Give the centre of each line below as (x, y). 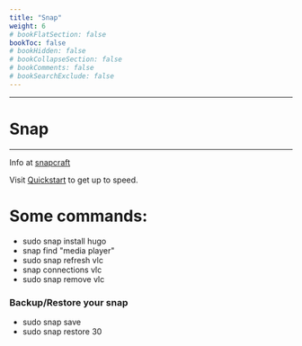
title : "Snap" (36, 18)
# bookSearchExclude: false (62, 76)
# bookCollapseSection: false (66, 59)
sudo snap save (52, 322)
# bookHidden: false (48, 51)
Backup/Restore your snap (69, 302)
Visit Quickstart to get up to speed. (74, 180)
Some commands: (79, 216)
